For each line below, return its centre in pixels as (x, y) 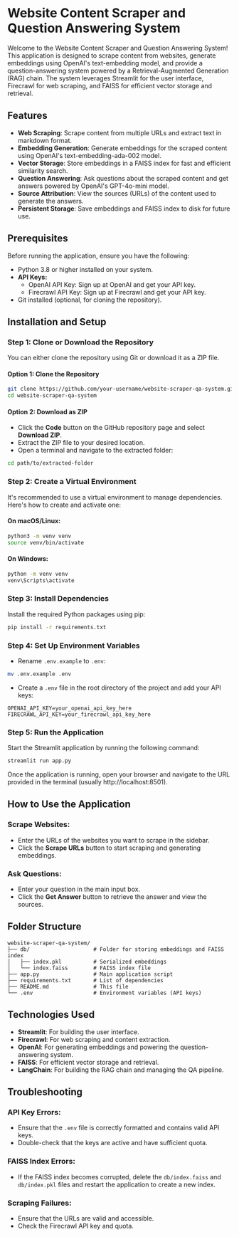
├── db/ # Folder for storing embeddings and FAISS (116, 949)
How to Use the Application (69, 805)
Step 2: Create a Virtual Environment (72, 482)
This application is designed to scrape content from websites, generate (112, 56)
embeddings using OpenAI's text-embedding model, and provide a (105, 63)
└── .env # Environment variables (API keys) (105, 993)
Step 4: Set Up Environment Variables (74, 646)
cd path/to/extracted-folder (51, 463)
